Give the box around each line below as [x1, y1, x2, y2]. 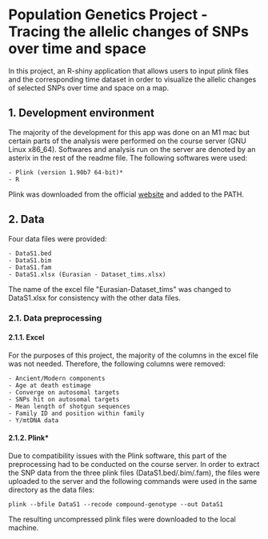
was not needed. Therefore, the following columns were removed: [8, 358, 226, 369]
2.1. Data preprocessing [8, 313, 102, 324]
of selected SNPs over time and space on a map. [8, 82, 170, 93]
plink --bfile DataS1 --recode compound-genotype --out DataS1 [8, 500, 224, 509]
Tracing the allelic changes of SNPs [8, 22, 250, 41]
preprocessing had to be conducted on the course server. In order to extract [8, 459, 260, 469]
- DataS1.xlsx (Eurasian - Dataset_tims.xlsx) [8, 270, 166, 278]
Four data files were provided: [8, 234, 107, 243]
